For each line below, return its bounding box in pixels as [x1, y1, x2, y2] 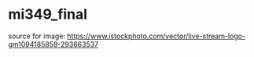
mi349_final [8, 5, 88, 23]
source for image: [8, 31, 65, 41]
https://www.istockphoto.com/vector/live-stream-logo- [66, 31, 246, 41]
